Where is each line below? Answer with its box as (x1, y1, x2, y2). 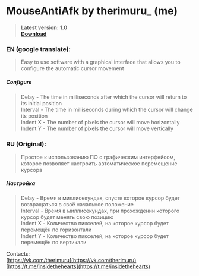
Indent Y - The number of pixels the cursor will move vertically (20, 125, 174, 132)
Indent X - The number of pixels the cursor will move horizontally (20, 119, 180, 126)
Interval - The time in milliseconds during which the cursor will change (20, 106, 193, 114)
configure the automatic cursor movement (20, 65, 124, 72)
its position (20, 112, 48, 120)
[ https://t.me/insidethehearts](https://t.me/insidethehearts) (6, 263, 150, 270)
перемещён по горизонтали (20, 226, 92, 233)
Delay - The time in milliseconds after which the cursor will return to (20, 93, 187, 101)
